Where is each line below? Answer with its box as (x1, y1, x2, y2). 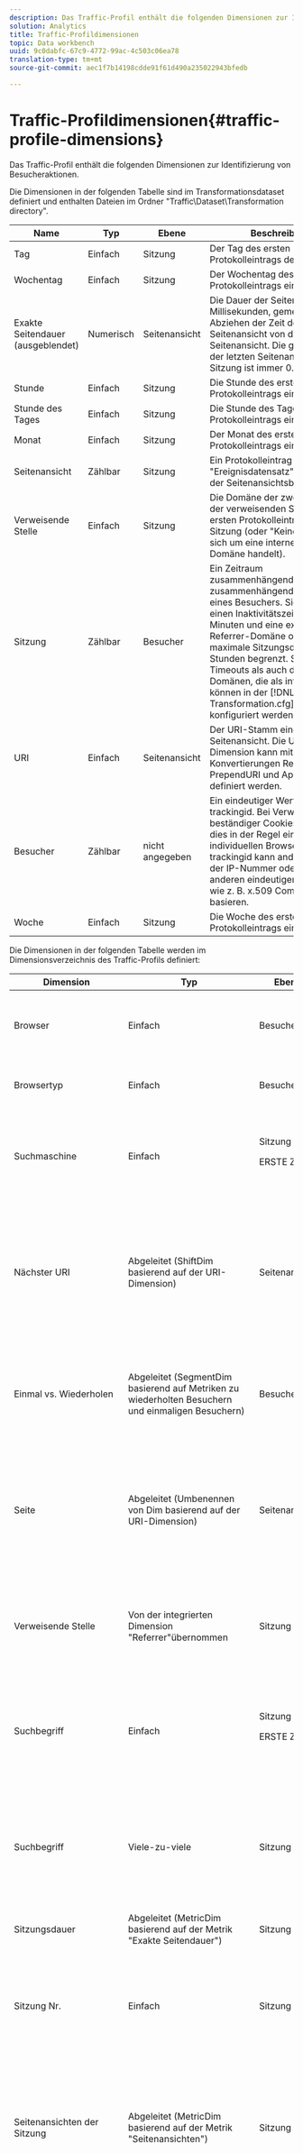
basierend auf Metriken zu (127, 1381, 240, 1394)
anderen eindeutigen (209, 873, 298, 885)
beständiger (209, 817, 262, 829)
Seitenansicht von (209, 327, 286, 340)
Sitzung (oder (209, 525, 268, 537)
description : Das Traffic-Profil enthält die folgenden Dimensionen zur (9, 13, 289, 23)
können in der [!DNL (209, 686, 295, 699)
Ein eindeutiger (209, 794, 273, 807)
